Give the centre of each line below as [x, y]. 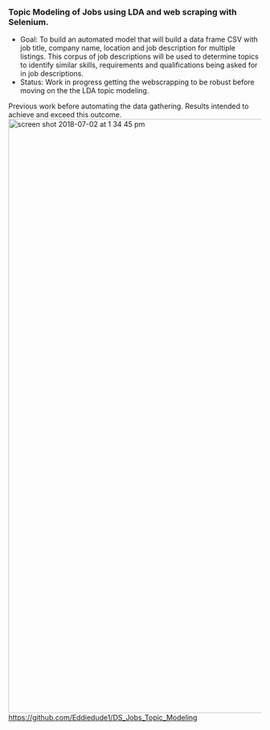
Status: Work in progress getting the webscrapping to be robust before [137, 82]
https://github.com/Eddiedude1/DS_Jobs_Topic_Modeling [103, 718]
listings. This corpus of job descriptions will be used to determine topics [139, 57]
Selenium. [29, 22]
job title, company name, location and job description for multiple [127, 48]
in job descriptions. [52, 74]
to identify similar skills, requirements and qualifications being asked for [139, 65]
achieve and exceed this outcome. [65, 115]
